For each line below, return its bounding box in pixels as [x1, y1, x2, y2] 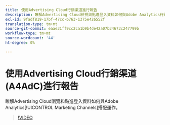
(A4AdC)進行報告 [5, 80, 79, 92]
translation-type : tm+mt [5, 21, 58, 27]
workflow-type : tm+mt [5, 31, 51, 36]
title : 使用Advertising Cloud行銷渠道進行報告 [5, 7, 98, 13]
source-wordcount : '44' [5, 36, 56, 41]
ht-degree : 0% [5, 40, 35, 45]
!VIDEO [17, 114, 33, 120]
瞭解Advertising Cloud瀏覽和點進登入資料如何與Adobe [5, 98, 119, 104]
